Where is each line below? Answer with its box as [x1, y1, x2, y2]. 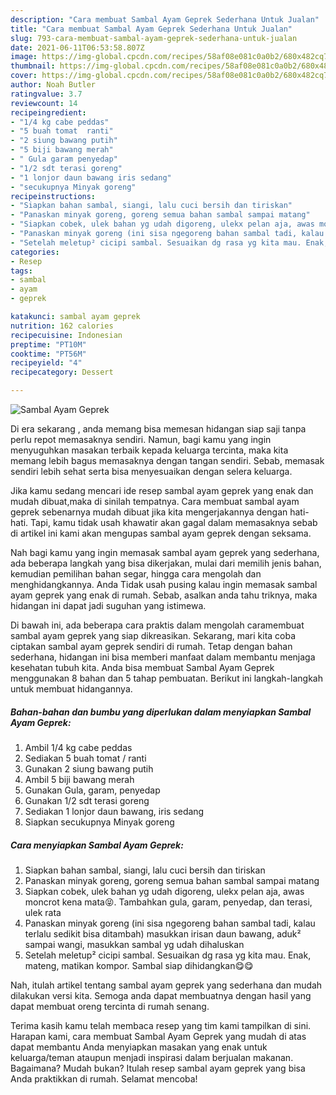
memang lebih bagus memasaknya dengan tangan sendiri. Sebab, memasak [10, 455, 325, 466]
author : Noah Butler [10, 80, 97, 90]
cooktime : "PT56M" [10, 349, 87, 359]
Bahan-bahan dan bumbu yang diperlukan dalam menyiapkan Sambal [10, 706, 312, 718]
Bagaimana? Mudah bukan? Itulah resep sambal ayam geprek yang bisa [10, 1062, 306, 1074]
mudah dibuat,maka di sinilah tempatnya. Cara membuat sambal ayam [10, 496, 300, 507]
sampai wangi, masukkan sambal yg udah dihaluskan [24, 938, 245, 950]
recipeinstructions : [10, 191, 97, 201]
